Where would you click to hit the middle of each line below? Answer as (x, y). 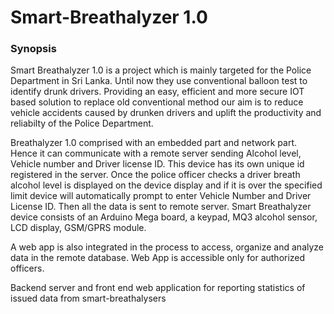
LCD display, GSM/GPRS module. (78, 228)
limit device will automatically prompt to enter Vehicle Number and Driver (161, 196)
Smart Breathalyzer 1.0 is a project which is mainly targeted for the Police (161, 70)
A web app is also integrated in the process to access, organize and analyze (167, 247)
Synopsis (33, 49)
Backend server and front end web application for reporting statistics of (158, 288)
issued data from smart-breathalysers (88, 298)
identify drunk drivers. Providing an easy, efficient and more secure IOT (157, 92)
